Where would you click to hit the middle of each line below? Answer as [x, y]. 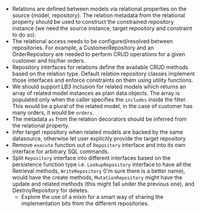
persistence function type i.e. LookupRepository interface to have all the [102, 164]
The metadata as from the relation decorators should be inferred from [99, 119]
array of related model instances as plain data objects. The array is [96, 93]
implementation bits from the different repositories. [85, 203]
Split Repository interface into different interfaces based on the [91, 158]
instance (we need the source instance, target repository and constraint [102, 28]
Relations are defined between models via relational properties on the [99, 9]
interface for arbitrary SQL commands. [61, 151]
